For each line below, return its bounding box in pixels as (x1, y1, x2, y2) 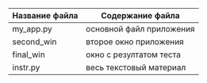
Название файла (12, 10, 79, 21)
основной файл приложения (86, 24, 195, 34)
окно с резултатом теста (86, 49, 181, 60)
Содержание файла (100, 10, 180, 21)
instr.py (12, 62, 40, 73)
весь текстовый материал (86, 62, 186, 73)
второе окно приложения (86, 36, 184, 47)
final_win (12, 49, 45, 60)
